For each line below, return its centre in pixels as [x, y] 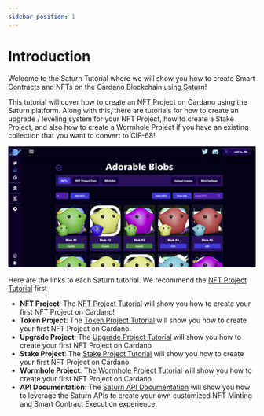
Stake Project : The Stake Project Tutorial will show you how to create [132, 353]
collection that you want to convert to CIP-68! [82, 135]
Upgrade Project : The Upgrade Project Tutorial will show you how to [130, 337]
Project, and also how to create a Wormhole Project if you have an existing [128, 127]
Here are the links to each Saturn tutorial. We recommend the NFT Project [128, 280]
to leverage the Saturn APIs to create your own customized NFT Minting [136, 395]
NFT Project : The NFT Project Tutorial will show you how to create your [135, 304]
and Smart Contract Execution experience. [88, 403]
